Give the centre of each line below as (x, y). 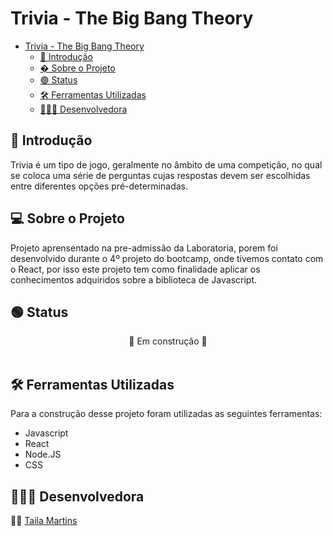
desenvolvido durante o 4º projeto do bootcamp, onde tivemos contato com (167, 258)
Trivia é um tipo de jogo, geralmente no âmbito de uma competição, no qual (166, 164)
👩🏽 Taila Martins (44, 520)
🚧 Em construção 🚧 (168, 341)
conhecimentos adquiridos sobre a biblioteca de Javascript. (134, 279)
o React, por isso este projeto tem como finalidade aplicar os (135, 269)
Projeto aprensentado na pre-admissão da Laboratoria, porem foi (144, 248)
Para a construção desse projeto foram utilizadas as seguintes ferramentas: (166, 414)
